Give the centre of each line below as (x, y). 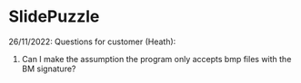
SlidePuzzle (54, 17)
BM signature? (49, 69)
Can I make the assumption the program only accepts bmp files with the (156, 59)
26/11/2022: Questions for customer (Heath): (92, 41)
